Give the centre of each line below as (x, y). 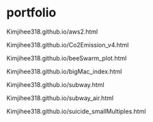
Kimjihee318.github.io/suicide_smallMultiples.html (76, 111)
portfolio (31, 13)
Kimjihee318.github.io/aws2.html (52, 32)
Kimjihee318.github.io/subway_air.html (60, 98)
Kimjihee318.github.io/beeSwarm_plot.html (67, 58)
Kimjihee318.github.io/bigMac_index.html (64, 71)
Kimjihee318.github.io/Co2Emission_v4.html (68, 45)
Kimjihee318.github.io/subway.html (55, 84)
